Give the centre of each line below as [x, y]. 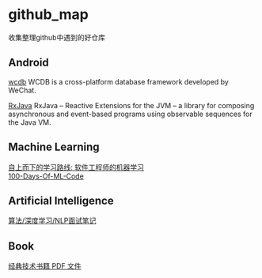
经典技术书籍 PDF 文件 [45, 266]
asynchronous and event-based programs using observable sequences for [130, 114]
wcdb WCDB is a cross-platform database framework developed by [119, 81]
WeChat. [23, 90]
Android [28, 63]
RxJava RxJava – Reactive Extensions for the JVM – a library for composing [131, 105]
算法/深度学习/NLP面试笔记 [52, 221]
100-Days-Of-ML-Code [46, 176]
